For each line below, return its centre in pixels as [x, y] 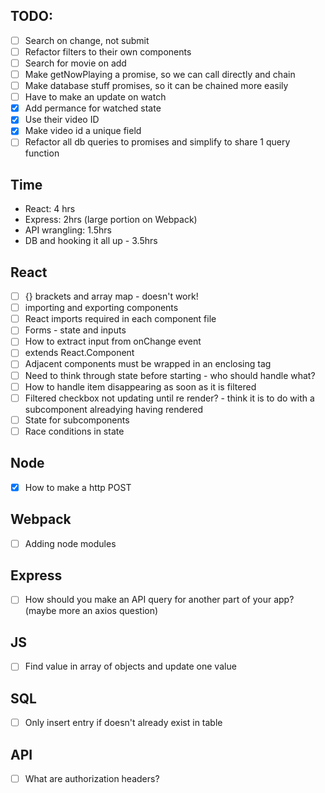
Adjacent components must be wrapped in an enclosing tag [148, 364]
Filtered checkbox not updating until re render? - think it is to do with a [169, 398]
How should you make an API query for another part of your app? [159, 600]
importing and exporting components [101, 308]
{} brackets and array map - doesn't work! [111, 296]
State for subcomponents [77, 420]
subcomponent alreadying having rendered [113, 409]
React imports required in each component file [120, 319]
